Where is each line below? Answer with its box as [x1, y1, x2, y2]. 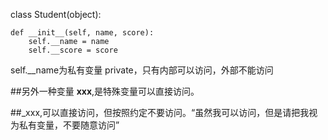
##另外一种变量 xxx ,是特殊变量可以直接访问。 [10, 85, 200, 97]
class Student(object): [10, 9, 102, 20]
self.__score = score [28, 45, 118, 55]
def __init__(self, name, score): [10, 28, 155, 38]
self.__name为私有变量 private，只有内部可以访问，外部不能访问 [10, 64, 274, 76]
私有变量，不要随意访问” [18, 119, 120, 131]
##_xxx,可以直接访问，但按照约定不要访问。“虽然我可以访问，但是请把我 [10, 107, 310, 118]
